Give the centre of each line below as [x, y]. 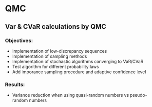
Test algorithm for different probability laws [55, 66]
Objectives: [19, 41]
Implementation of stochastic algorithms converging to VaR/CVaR [78, 61]
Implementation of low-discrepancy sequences [59, 51]
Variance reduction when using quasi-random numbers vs [70, 95]
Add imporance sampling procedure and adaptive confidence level [79, 72]
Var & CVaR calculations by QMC [56, 27]
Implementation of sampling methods [49, 56]
